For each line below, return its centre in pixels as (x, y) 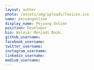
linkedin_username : (25, 55)
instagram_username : (26, 51)
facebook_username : (25, 42)
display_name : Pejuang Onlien (36, 23)
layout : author (21, 10)
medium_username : (23, 60)
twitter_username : (24, 46)
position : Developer (26, 28)
